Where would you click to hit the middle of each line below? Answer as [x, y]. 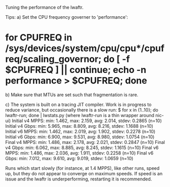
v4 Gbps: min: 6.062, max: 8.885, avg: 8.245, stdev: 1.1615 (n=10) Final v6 [82, 147]
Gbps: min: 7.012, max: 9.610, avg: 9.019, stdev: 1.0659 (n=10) [69, 158]
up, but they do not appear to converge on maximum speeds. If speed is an [84, 173]
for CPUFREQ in [39, 38]
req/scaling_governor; [53, 59]
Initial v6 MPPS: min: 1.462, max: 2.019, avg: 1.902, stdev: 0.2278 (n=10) [80, 131]
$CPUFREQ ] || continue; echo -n [76, 70]
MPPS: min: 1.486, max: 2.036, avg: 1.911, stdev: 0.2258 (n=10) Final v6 [79, 153]
